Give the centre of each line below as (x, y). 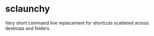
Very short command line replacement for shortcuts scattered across (77, 23)
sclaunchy (28, 9)
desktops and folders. (28, 28)
